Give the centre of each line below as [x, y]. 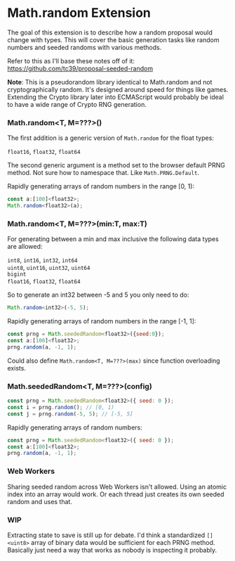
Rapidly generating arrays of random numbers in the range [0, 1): [101, 186]
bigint [17, 275]
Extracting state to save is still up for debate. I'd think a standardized [106, 535]
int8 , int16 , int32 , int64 [42, 260]
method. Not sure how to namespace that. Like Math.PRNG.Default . [103, 173]
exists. [17, 368]
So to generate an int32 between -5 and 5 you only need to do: [98, 295]
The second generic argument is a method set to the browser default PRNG [116, 165]
